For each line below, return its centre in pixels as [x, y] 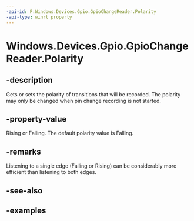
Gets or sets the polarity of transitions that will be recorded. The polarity [93, 94]
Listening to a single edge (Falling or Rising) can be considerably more [91, 166]
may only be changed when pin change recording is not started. [84, 101]
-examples [26, 210]
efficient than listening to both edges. [51, 172]
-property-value [36, 119]
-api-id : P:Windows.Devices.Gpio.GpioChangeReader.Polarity [81, 11]
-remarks [24, 151]
